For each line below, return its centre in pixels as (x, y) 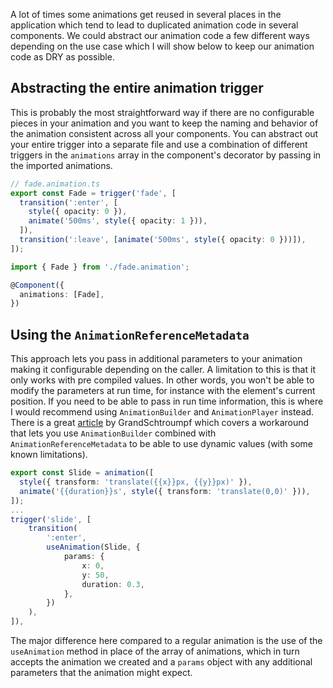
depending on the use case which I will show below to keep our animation (162, 46)
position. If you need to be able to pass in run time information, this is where (167, 401)
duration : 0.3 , (113, 584)
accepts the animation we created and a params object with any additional (161, 662)
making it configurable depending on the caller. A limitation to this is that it (163, 370)
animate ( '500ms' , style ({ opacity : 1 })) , (118, 221)
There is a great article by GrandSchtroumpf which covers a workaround (160, 423)
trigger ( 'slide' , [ (51, 519)
